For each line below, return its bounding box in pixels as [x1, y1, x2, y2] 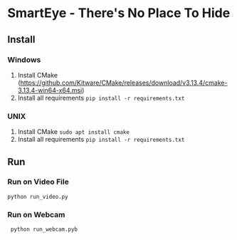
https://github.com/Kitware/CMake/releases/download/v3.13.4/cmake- [20, 78, 228, 87]
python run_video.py [7, 193, 69, 200]
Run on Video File [7, 177, 69, 187]
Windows [7, 55, 41, 65]
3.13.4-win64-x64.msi [17, 85, 83, 94]
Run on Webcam [7, 209, 65, 219]
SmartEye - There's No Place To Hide [7, 5, 231, 21]
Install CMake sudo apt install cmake [17, 127, 130, 136]
